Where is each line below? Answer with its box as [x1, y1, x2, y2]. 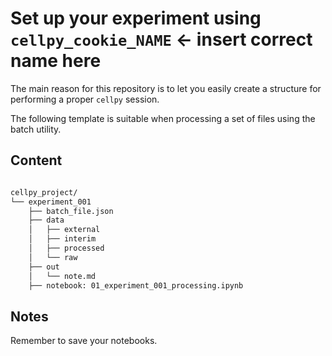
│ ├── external [28, 225, 101, 235]
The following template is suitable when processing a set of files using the [10, 112, 316, 124]
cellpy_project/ [10, 187, 78, 197]
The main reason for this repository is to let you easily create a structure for [10, 82, 322, 94]
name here [10, 50, 102, 72]
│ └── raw [28, 252, 78, 262]
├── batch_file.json [28, 206, 114, 216]
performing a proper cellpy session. [10, 93, 160, 105]
